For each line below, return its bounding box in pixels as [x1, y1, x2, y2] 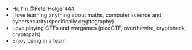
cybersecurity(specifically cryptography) [11, 18, 114, 25]
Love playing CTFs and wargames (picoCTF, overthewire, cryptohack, [11, 24, 187, 31]
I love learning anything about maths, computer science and [11, 11, 162, 19]
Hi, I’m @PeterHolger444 [11, 5, 75, 12]
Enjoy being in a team [11, 37, 66, 44]
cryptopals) [11, 31, 41, 38]
